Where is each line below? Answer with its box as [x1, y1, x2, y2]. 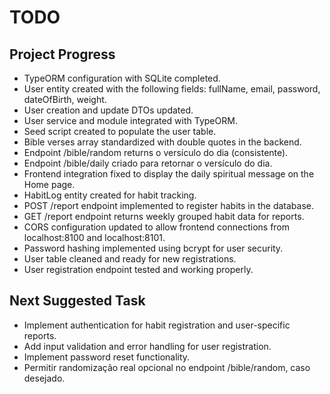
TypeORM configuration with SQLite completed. [23, 72, 221, 84]
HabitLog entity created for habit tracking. [23, 189, 197, 201]
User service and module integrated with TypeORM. [23, 115, 238, 126]
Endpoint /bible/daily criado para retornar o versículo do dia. [23, 157, 273, 169]
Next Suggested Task [9, 292, 146, 310]
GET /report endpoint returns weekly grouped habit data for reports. [23, 211, 305, 222]
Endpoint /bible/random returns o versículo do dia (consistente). [23, 147, 289, 158]
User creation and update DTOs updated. [23, 104, 194, 116]
